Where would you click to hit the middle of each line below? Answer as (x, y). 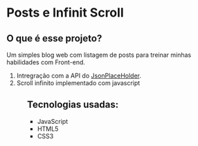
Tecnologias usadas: (73, 105)
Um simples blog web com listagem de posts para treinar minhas (99, 55)
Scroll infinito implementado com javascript (78, 83)
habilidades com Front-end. (46, 62)
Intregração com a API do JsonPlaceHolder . (79, 75)
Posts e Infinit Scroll (65, 13)
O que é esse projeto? (54, 38)
